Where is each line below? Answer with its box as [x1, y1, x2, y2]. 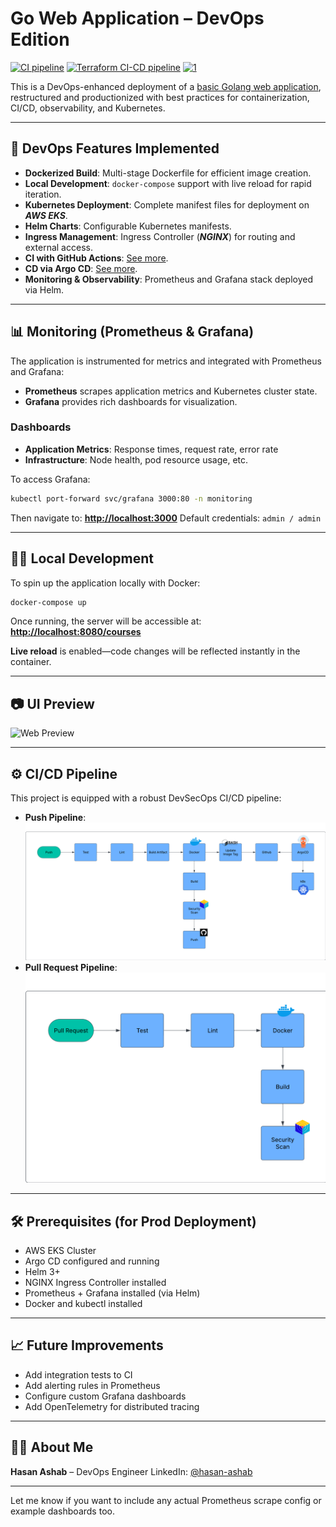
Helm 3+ [24, 1266, 61, 1278]
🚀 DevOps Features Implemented [10, 140, 220, 157]
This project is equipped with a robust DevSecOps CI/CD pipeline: [10, 792, 282, 804]
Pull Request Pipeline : [24, 961, 118, 973]
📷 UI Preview [10, 695, 95, 712]
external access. [24, 241, 93, 253]
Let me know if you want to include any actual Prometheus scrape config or [10, 1494, 322, 1506]
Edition [10, 28, 70, 51]
